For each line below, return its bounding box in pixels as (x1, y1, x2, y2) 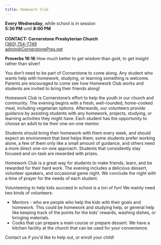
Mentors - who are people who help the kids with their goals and (12, 199, 141, 205)
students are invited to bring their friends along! (5, 85, 100, 91)
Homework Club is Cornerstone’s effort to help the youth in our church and (5, 95, 154, 101)
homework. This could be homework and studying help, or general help (12, 204, 155, 210)
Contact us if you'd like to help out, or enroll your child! (5, 234, 115, 240)
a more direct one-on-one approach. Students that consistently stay (5, 145, 141, 151)
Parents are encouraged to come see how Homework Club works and (5, 80, 144, 86)
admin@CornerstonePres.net (5, 46, 63, 52)
